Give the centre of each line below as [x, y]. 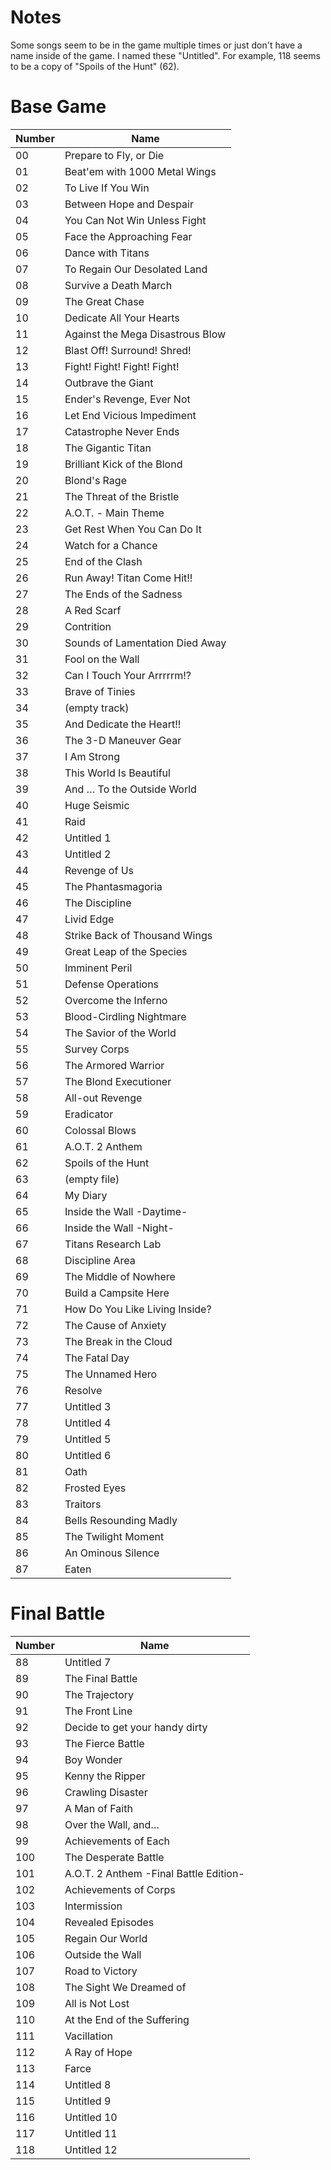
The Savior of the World [120, 1033]
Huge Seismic [97, 805]
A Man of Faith [98, 1808]
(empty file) [92, 1179]
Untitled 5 [88, 1439]
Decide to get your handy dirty [136, 1727]
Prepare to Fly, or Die [114, 155]
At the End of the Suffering [127, 2019]
